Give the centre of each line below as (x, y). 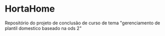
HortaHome (30, 9)
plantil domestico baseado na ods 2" (43, 28)
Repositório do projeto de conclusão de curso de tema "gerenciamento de (82, 23)
